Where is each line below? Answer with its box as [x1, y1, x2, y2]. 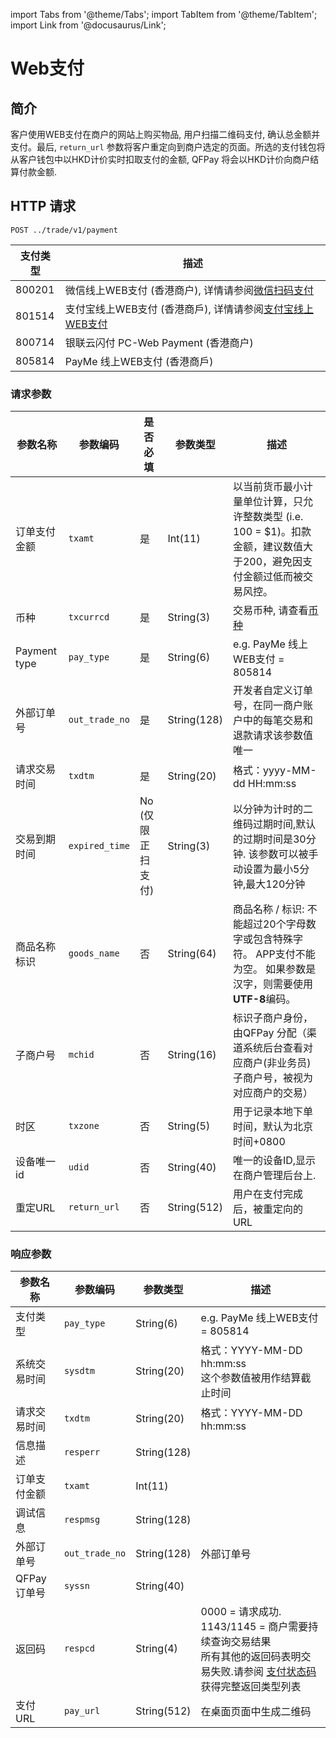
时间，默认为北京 [232, 1120, 313, 1134]
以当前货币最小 [232, 480, 303, 494]
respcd [63, 1643, 96, 1654]
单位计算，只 [242, 495, 303, 509]
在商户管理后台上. [232, 1169, 317, 1183]
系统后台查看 [242, 1041, 303, 1055]
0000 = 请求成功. [200, 1605, 282, 1619]
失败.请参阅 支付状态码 [210, 1665, 317, 1679]
